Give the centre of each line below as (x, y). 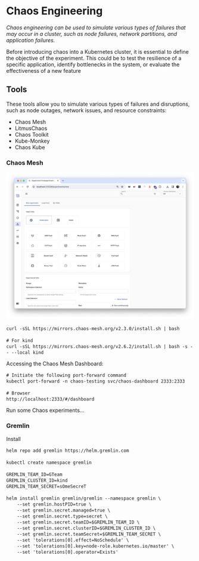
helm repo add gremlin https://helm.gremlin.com (68, 451)
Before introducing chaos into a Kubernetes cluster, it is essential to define (97, 51)
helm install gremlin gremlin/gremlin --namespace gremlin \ (84, 498)
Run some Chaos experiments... (45, 411)
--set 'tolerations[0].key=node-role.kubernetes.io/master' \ (96, 546)
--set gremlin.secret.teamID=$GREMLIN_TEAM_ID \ (78, 522)
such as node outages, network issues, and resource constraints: (86, 110)
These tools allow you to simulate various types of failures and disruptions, (98, 104)
